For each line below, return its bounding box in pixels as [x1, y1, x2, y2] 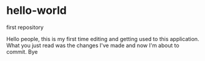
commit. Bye [6, 48, 38, 55]
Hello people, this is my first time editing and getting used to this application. [6, 35, 199, 42]
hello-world [6, 4, 67, 18]
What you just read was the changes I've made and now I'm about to [6, 42, 179, 49]
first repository [6, 24, 44, 31]
